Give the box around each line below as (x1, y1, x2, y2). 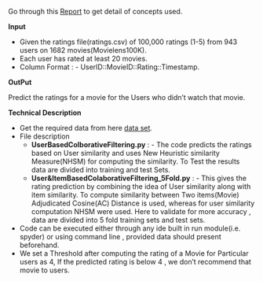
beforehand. (19, 240, 60, 250)
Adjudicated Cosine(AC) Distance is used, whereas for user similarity (31, 198, 255, 208)
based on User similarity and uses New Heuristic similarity (31, 149, 220, 157)
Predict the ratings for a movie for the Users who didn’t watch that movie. (8, 93, 246, 102)
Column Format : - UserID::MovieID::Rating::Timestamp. (19, 62, 200, 72)
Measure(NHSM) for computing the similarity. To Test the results (31, 157, 240, 166)
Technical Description (8, 108, 82, 117)
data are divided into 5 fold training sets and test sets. (31, 216, 206, 224)
